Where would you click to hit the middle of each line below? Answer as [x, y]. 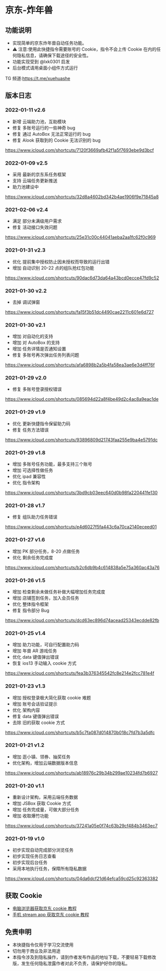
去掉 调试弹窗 [26, 302]
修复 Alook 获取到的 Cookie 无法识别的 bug [56, 140]
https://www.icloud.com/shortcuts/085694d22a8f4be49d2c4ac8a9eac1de [82, 399]
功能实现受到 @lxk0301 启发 [41, 62]
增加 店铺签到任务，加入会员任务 [46, 598]
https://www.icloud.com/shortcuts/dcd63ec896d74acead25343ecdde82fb [82, 620]
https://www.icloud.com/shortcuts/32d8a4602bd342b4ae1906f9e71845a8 [82, 196]
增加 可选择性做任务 [33, 470]
